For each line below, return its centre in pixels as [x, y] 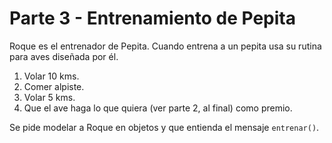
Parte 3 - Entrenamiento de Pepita [152, 18]
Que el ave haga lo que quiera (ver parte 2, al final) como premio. [158, 108]
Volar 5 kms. [49, 97]
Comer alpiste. [54, 86]
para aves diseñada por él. [64, 56]
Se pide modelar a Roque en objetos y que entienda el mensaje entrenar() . [164, 127]
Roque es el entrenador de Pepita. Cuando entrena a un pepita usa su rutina [165, 46]
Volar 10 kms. [51, 76]
